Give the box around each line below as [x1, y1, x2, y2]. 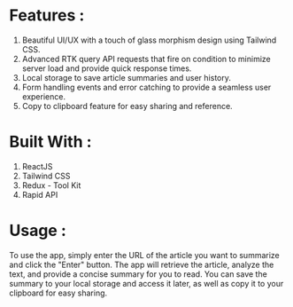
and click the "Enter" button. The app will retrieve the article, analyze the [9, 259, 274, 270]
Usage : [9, 221, 66, 240]
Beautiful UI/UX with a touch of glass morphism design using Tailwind [21, 35, 277, 45]
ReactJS [21, 161, 53, 171]
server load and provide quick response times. [21, 63, 192, 74]
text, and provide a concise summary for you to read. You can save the [9, 268, 267, 279]
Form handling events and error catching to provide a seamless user [21, 82, 272, 92]
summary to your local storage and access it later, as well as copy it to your [9, 278, 284, 288]
